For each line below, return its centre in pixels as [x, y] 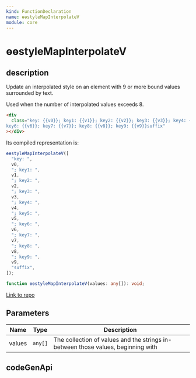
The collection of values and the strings [108, 339]
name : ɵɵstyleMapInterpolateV [43, 17]
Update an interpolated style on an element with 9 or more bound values [93, 87]
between [65, 347]
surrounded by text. [30, 93]
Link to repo [20, 295]
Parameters [28, 313]
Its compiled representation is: [43, 142]
